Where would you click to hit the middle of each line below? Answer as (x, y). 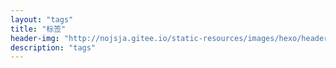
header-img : (35, 38)
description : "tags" (53, 47)
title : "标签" (38, 29)
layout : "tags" (42, 19)
